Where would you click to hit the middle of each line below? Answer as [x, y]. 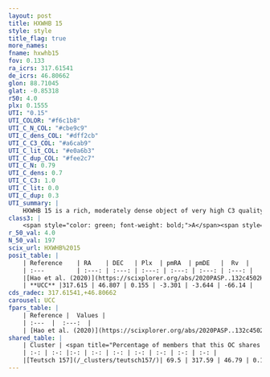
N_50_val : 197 [32, 241]
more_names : [28, 46]
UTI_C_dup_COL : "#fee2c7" [51, 158]
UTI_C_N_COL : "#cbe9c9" [48, 128]
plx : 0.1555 [28, 106]
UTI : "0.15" [28, 114]
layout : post [30, 16]
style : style [30, 31]
